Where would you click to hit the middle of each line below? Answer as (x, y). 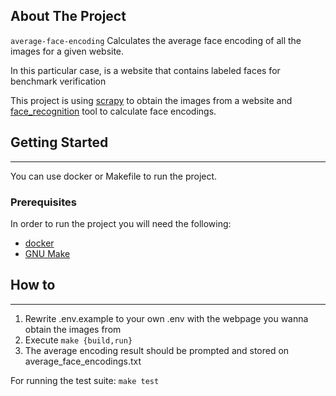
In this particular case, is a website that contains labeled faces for (145, 70)
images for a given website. (67, 51)
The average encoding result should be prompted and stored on (157, 350)
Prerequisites (43, 202)
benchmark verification (58, 81)
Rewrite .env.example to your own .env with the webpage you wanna (166, 318)
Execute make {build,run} (78, 340)
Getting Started (59, 142)
